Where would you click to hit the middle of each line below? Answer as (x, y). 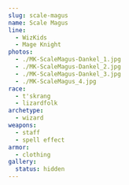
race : (17, 89)
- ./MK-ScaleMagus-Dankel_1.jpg (68, 60)
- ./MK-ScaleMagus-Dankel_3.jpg (68, 74)
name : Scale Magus (38, 23)
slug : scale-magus (38, 15)
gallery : (22, 162)
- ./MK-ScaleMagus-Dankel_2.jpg (68, 67)
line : (17, 30)
